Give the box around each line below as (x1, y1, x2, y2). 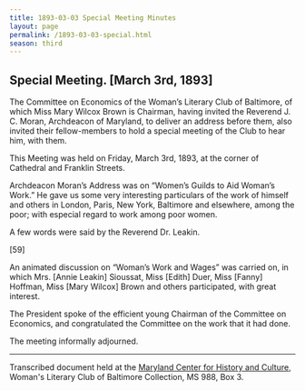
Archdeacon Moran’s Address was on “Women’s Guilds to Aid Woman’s (9, 180, 275, 191)
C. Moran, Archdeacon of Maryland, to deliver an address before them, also (9, 115, 293, 127)
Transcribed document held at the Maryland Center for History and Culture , (9, 362, 292, 373)
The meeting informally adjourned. (9, 336, 139, 346)
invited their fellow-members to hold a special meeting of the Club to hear (9, 125, 286, 136)
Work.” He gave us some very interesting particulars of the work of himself (9, 190, 289, 201)
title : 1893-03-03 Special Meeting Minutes (9, 13, 177, 23)
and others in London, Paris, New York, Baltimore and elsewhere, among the (9, 199, 295, 210)
